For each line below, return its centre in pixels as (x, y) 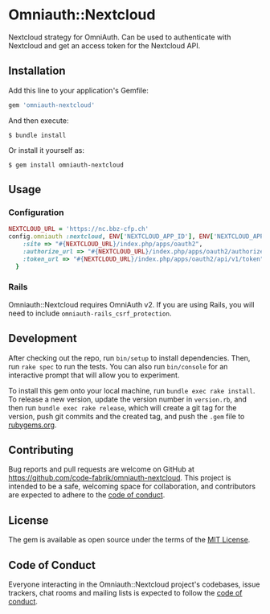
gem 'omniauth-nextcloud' (51, 105)
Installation (37, 71)
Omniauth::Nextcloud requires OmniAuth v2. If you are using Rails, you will (131, 304)
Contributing (41, 450)
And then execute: (39, 120)
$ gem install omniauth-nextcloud (66, 165)
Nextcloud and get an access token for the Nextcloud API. (104, 45)
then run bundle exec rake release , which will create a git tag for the (123, 407)
